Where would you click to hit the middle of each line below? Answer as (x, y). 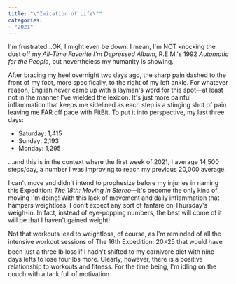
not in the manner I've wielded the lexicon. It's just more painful (99, 97)
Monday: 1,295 (40, 149)
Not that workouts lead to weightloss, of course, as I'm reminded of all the (114, 234)
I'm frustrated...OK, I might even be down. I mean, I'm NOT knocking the (112, 47)
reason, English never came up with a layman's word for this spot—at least (116, 90)
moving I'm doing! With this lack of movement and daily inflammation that (114, 198)
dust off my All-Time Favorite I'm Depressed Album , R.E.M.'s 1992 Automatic (118, 54)
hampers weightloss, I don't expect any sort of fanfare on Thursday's (108, 205)
